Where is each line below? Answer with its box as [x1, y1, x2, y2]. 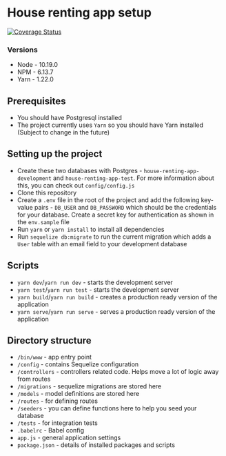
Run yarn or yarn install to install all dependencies [17, 225, 165, 233]
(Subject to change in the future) [17, 128, 110, 137]
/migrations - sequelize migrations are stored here [17, 382, 162, 390]
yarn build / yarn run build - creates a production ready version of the [17, 293, 218, 301]
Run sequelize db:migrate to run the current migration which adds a [17, 232, 212, 241]
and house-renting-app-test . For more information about [52, 174, 215, 182]
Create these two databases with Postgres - [17, 166, 143, 175]
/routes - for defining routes [17, 397, 99, 405]
